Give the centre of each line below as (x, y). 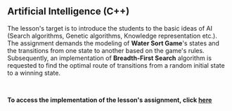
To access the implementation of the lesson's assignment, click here (110, 100)
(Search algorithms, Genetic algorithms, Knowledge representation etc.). (112, 36)
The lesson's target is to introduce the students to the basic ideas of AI (110, 28)
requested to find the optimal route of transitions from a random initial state (116, 65)
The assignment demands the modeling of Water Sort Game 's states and (114, 43)
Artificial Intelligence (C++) (69, 12)
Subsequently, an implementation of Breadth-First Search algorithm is (110, 58)
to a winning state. (34, 73)
